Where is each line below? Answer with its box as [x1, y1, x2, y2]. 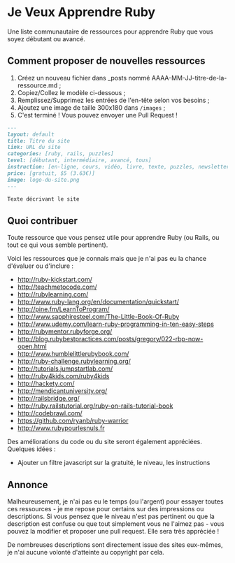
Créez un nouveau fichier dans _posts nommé [17, 73, 150, 82]
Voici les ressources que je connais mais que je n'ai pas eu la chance [7, 255, 207, 263]
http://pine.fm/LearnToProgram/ [17, 305, 110, 313]
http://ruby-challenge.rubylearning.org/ [17, 357, 131, 366]
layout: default [7, 131, 55, 138]
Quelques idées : [7, 445, 56, 453]
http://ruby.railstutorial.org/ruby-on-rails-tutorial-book [17, 401, 173, 410]
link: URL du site [7, 144, 61, 151]
